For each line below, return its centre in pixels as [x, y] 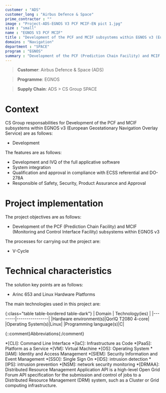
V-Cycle [21, 251]
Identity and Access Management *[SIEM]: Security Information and [88, 354]
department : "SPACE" [27, 47]
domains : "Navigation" [30, 42]
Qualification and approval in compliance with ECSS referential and [80, 173]
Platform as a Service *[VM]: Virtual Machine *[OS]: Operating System [77, 349]
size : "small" [21, 28]
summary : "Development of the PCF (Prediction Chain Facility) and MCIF [83, 56]
